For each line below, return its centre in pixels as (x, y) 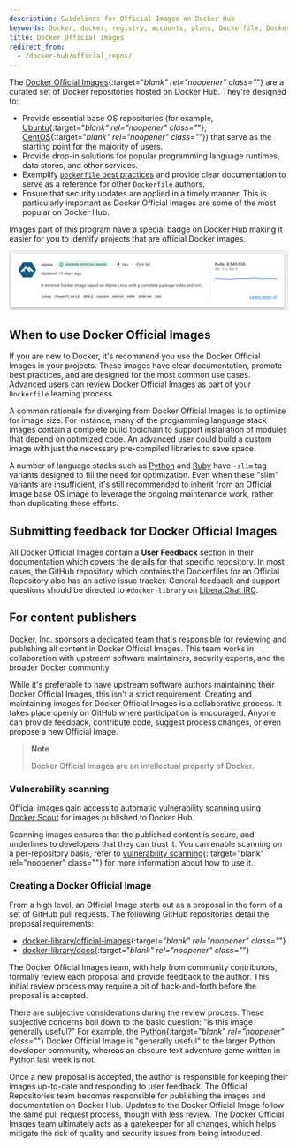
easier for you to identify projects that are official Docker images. (127, 239)
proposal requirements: (52, 924)
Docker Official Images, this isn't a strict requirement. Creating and (130, 694)
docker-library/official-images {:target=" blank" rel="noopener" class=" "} (154, 941)
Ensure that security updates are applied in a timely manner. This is (144, 194)
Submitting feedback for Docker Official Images (143, 531)
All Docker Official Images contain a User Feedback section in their (132, 552)
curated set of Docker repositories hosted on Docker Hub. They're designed (148, 92)
